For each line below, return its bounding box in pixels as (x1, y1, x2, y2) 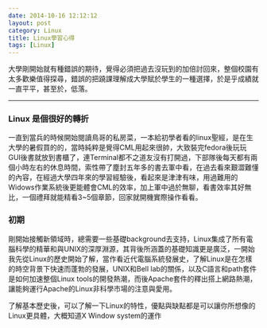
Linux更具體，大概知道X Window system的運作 (8, 310, 162, 320)
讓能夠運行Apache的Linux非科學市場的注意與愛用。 (8, 283, 177, 293)
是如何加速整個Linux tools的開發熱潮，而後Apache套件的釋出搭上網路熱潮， (8, 274, 257, 283)
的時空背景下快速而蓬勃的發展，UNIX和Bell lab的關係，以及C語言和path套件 (8, 264, 257, 273)
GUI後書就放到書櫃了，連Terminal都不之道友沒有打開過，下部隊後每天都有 (8, 153, 251, 162)
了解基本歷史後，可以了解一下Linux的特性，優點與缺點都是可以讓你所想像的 (8, 300, 256, 310)
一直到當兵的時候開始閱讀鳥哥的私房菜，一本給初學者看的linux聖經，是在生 (8, 133, 253, 143)
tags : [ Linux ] (8, 41, 56, 49)
